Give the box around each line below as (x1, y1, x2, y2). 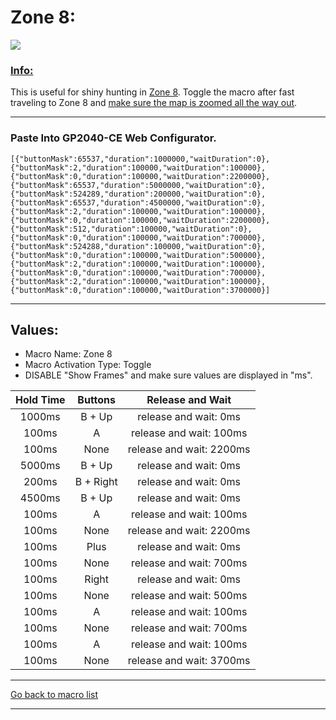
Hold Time (15, 393, 66, 407)
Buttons (77, 393, 117, 407)
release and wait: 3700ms (127, 654, 251, 668)
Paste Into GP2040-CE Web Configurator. (10, 131, 217, 145)
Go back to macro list (10, 689, 98, 701)
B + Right (74, 475, 118, 489)
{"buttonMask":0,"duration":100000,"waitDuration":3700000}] (10, 285, 271, 295)
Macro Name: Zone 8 (24, 348, 113, 360)
